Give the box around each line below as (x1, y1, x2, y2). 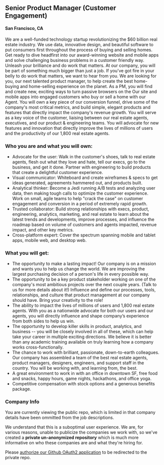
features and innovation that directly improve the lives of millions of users (5, 125, 153, 131)
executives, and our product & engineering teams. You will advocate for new (5, 120, 159, 126)
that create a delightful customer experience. (12, 169, 103, 175)
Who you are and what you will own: (5, 143, 93, 149)
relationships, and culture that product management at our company (12, 292, 150, 298)
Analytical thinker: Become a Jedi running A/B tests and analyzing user (12, 185, 156, 191)
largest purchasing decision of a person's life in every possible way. (12, 271, 149, 277)
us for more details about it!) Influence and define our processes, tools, (12, 287, 156, 293)
